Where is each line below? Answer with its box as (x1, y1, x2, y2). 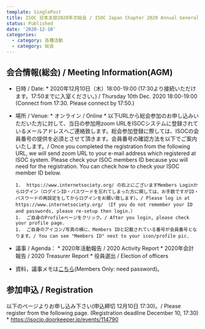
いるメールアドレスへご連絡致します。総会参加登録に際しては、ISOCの (15, 127, 194, 135)
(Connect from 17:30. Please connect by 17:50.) (15, 99, 135, 107)
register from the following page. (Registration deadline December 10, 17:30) (6, 309, 199, 316)
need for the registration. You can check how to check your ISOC (15, 162, 180, 170)
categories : (6, 32, 37, 38)
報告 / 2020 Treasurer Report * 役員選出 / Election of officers (15, 252, 169, 259)
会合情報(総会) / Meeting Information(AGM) (6, 67, 173, 78)
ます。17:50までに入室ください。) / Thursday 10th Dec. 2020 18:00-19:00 (15, 93, 198, 100)
